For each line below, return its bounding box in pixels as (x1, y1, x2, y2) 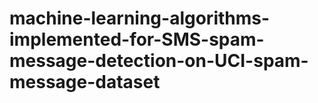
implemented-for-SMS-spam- (9, 28, 265, 51)
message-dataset (9, 71, 161, 94)
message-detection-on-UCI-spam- (9, 50, 309, 72)
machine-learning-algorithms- (9, 7, 271, 30)
